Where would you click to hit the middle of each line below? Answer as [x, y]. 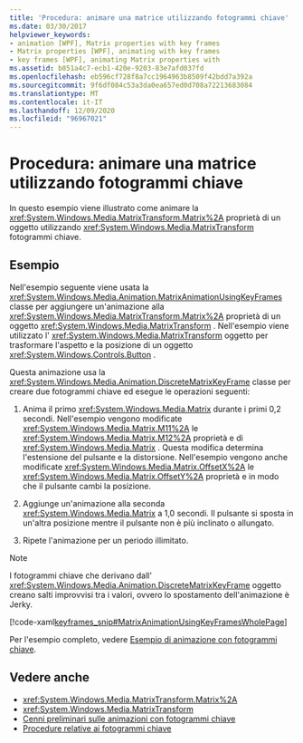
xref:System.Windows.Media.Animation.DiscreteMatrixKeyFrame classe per [150, 381]
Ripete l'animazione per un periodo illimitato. [105, 540]
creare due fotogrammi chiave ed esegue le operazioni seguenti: [130, 391]
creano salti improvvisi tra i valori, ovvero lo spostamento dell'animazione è [149, 594]
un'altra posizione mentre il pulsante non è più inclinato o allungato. [148, 523]
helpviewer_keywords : [50, 34]
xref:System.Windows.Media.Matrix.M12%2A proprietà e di [133, 438]
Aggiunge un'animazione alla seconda [94, 503]
